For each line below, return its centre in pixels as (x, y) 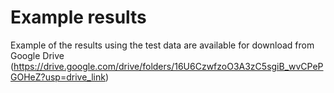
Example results (78, 17)
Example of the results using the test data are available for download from (162, 45)
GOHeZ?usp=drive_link (58, 77)
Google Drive (37, 55)
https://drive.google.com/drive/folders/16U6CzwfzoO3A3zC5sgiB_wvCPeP (168, 66)
